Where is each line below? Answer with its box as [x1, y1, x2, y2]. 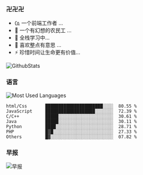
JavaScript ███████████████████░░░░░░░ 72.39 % [6, 108, 137, 114]
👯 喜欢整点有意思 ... [14, 42, 61, 49]
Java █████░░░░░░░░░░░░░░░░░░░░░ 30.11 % [6, 118, 137, 124]
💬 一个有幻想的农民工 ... [14, 27, 72, 34]
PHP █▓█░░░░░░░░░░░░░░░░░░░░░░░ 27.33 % [6, 129, 137, 135]
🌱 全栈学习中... [14, 34, 50, 42]
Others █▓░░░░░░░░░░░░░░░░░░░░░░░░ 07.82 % [6, 133, 137, 140]
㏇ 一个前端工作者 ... [14, 19, 63, 27]
